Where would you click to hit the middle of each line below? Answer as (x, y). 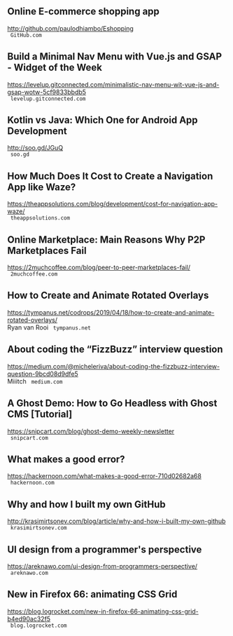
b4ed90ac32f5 (29, 618)
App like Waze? (42, 187)
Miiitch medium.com (35, 381)
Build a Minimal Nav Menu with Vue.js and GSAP (115, 56)
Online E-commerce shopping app (83, 12)
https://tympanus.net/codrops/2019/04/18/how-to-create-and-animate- (111, 312)
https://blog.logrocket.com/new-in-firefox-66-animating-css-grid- (103, 611)
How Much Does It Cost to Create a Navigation (110, 176)
